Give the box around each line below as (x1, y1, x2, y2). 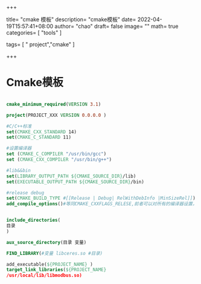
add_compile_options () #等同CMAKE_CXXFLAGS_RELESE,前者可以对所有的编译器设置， (6, 201, 197, 207)
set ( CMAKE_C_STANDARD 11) (6, 134, 71, 140)
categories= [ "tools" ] (6, 29, 62, 36)
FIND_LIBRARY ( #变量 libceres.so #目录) (6, 250, 103, 256)
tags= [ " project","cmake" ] (6, 41, 75, 48)
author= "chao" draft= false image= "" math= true (54, 22, 179, 30)
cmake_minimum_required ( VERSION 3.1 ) (6, 101, 101, 107)
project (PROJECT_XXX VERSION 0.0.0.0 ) (6, 112, 107, 118)
